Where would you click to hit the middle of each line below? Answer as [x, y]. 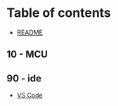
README [30, 32]
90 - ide [24, 78]
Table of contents [59, 13]
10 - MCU [27, 54]
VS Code [29, 95]
